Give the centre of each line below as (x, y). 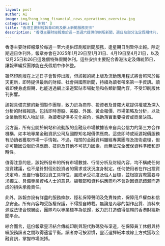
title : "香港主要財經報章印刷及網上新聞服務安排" (50, 28)
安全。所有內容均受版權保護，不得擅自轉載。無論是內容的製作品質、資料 (82, 204)
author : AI (16, 14)
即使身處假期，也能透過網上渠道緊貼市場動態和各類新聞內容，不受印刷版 (82, 88)
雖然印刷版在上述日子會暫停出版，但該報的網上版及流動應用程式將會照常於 (80, 76)
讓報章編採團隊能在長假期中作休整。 (42, 65)
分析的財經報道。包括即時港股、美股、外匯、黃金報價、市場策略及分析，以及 (82, 111)
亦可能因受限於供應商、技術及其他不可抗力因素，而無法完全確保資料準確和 (80, 146)
